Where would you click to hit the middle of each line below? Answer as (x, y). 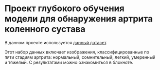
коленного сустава (45, 29)
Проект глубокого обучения (64, 9)
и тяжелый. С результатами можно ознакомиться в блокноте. (69, 62)
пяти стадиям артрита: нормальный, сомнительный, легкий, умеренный (80, 57)
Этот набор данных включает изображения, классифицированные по (77, 52)
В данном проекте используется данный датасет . (56, 42)
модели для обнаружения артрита (79, 19)
